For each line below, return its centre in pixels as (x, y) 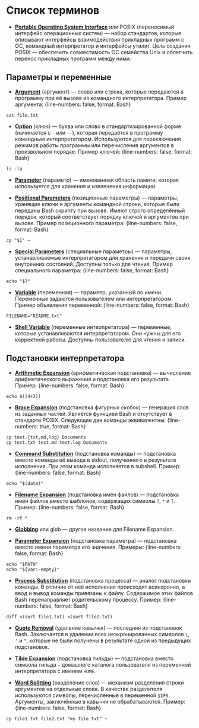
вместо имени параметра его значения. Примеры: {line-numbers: (98, 547)
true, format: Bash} (63, 426)
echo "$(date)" (25, 483)
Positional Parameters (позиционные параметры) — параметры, (97, 198)
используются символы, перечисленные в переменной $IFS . (92, 695)
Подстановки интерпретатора (65, 358)
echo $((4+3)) (24, 396)
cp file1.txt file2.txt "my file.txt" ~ (57, 718)
